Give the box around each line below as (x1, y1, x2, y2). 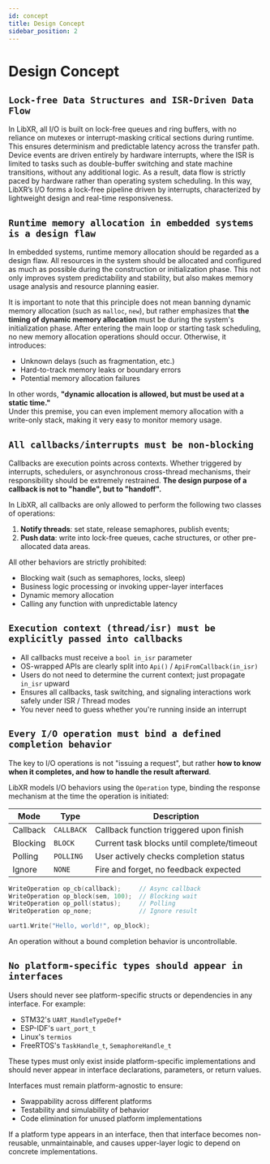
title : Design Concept (8, 19, 85, 28)
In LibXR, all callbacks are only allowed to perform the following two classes (8, 500, 262, 509)
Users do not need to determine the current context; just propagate (19, 669, 246, 679)
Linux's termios (19, 1032, 72, 1041)
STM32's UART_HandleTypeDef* (19, 1015, 122, 1024)
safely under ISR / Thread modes (19, 695, 131, 705)
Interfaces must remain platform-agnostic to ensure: (8, 1080, 183, 1090)
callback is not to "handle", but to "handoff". (8, 484, 162, 494)
